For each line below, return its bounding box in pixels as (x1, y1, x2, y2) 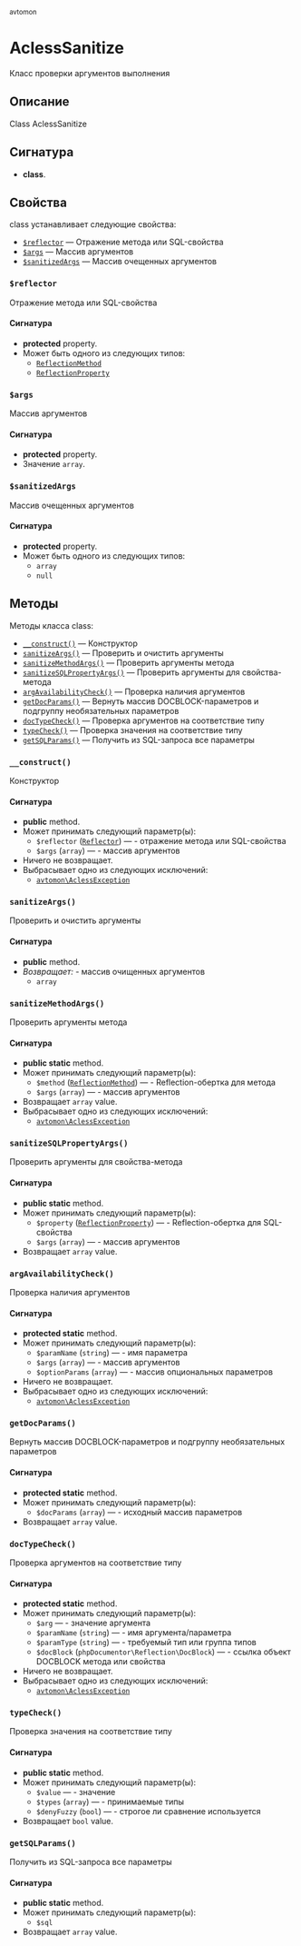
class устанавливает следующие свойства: (9, 219, 177, 230)
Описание (9, 94, 70, 110)
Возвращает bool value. (22, 1815, 114, 1826)
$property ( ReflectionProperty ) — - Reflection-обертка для (35, 1216, 262, 1227)
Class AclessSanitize (9, 118, 88, 129)
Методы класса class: (9, 620, 93, 630)
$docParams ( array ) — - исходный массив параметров (35, 1506, 243, 1517)
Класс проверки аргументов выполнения (9, 67, 170, 78)
